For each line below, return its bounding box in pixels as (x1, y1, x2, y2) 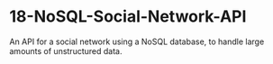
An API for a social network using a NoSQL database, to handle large (9, 36, 265, 47)
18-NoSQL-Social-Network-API (9, 6, 247, 27)
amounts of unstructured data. (9, 45, 123, 56)
